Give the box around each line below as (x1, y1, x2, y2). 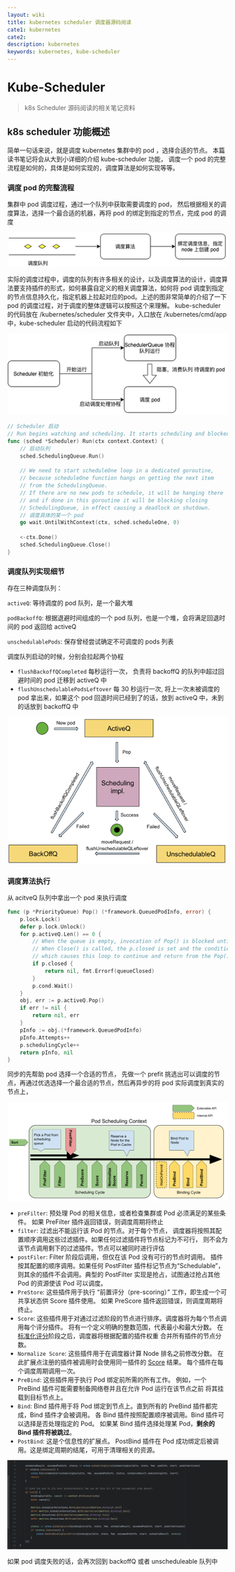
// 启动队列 (20, 445, 50, 452)
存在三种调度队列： (7, 584, 63, 592)
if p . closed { (32, 960, 73, 968)
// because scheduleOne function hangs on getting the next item (20, 474, 215, 482)
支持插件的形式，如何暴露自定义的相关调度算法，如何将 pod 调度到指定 (19, 284, 225, 293)
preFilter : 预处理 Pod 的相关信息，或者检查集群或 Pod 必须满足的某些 (17, 1209, 220, 1218)
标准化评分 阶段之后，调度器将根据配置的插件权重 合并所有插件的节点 (17, 1332, 215, 1340)
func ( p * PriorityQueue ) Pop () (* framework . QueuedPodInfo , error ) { (7, 908, 211, 915)
